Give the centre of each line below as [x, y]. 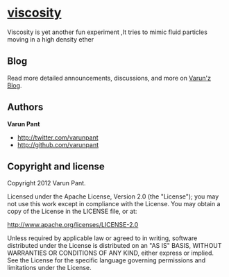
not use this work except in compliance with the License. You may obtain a [114, 204]
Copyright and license [56, 166]
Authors [25, 107]
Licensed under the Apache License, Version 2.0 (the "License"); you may [113, 196]
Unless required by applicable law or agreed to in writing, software [102, 238]
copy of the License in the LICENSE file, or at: [72, 211]
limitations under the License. [49, 268]
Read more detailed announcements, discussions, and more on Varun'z [109, 78]
